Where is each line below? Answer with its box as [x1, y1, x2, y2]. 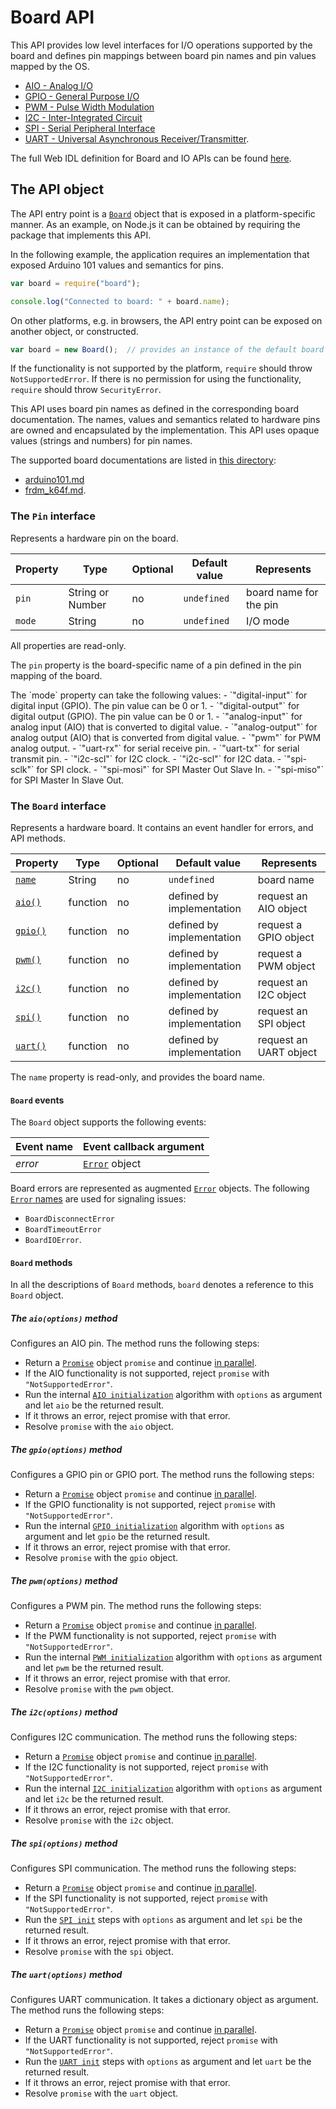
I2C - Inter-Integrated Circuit [24, 111, 143, 123]
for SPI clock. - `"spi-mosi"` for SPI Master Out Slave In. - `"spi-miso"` [36, 763, 324, 775]
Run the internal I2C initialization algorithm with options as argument [24, 1782, 323, 1795]
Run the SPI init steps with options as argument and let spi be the [24, 1914, 303, 1926]
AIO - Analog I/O [24, 79, 93, 91]
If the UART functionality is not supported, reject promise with [24, 2034, 278, 2046]
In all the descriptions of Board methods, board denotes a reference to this [10, 1279, 314, 1291]
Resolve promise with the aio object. [24, 1421, 174, 1433]
